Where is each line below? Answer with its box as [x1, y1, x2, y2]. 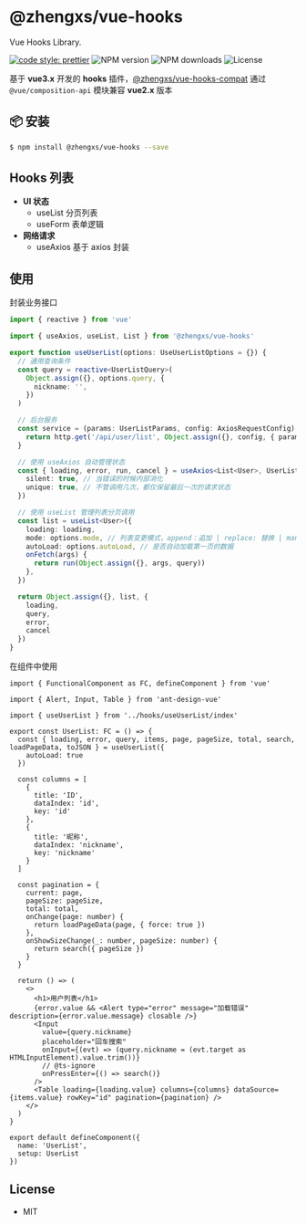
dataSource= [233, 1085, 280, 1094]
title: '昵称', [33, 832, 89, 842]
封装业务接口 [9, 297, 57, 308]
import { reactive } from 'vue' [9, 315, 132, 325]
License [9, 1182, 56, 1198]
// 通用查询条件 [17, 356, 71, 366]
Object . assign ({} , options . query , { [25, 373, 166, 382]
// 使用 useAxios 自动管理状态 [17, 457, 126, 466]
